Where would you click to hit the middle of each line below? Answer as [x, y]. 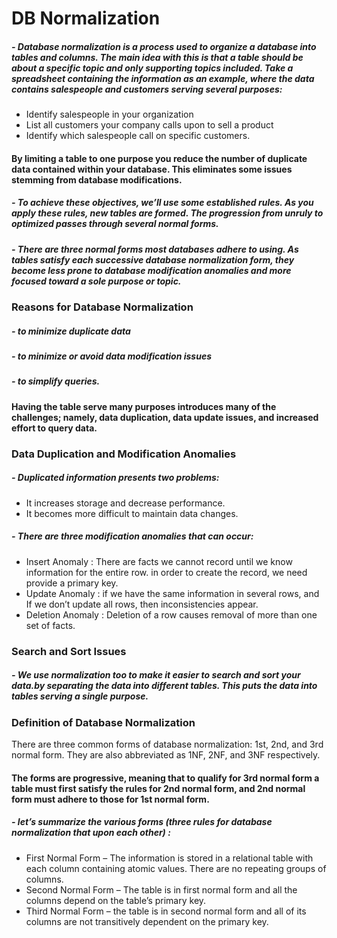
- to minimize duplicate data [71, 331]
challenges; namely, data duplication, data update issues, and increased [165, 417]
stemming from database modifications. [97, 179]
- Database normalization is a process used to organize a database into [164, 46]
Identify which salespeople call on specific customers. [138, 136]
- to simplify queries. [56, 381]
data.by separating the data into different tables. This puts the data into [164, 686]
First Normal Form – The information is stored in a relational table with [169, 858]
